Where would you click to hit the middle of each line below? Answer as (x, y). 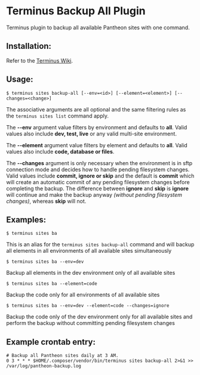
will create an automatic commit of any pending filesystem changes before (98, 182)
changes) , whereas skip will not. (46, 201)
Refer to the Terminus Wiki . (40, 60)
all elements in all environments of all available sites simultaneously (89, 251)
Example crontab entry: (51, 342)
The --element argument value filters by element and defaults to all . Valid (97, 145)
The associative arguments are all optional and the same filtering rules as (96, 109)
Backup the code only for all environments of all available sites (83, 295)
